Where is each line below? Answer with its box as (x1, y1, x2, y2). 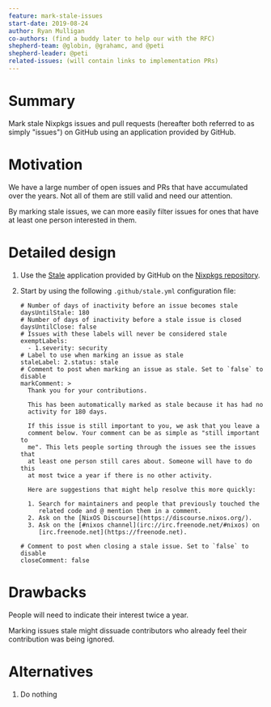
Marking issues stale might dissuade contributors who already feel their (8, 625, 248, 635)
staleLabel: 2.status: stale (19, 358, 119, 366)
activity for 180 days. (28, 408, 108, 416)
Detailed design (8, 243, 116, 261)
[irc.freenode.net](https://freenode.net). (38, 527, 188, 536)
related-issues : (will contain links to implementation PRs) (8, 57, 219, 66)
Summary (8, 92, 75, 110)
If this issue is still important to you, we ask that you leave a (28, 421, 260, 430)
